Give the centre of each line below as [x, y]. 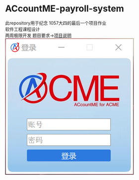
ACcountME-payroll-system [65, 9]
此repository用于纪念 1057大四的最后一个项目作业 [56, 23]
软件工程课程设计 [23, 29]
